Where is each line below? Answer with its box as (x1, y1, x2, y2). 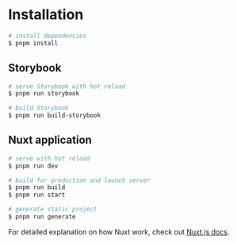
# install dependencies (8, 32, 87, 40)
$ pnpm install (8, 39, 59, 47)
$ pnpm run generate (8, 213, 77, 221)
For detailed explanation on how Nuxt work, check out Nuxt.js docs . (8, 227, 230, 236)
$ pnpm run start (8, 191, 66, 199)
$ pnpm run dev (8, 161, 59, 170)
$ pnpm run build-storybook (8, 111, 101, 120)
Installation (8, 6, 84, 24)
